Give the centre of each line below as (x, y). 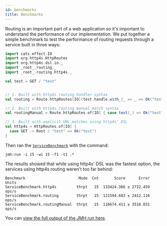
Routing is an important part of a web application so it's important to (75, 28)
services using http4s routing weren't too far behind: (59, 169)
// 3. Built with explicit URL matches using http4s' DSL (66, 122)
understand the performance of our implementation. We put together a (78, 34)
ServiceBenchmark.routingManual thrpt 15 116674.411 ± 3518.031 (78, 204)
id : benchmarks (21, 10)
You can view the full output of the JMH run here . (56, 218)
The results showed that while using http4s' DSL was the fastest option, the (83, 164)
